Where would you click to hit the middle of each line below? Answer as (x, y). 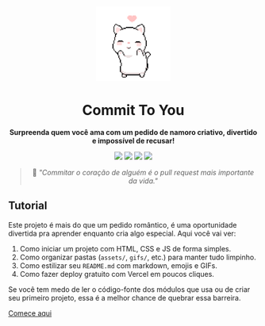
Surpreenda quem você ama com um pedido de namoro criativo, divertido (133, 132)
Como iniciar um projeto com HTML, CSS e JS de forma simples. (125, 248)
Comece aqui (30, 313)
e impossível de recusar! (133, 140)
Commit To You (133, 111)
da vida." (143, 181)
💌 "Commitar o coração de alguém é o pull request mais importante (143, 172)
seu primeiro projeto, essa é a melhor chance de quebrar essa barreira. (125, 297)
